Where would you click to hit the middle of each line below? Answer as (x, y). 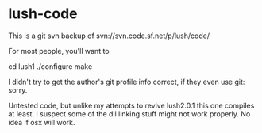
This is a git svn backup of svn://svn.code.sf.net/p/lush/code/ (109, 36)
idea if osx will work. (42, 122)
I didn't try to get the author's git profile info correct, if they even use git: (127, 82)
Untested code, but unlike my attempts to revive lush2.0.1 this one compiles (131, 105)
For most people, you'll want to (59, 51)
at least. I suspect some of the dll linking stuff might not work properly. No (129, 114)
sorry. (18, 90)
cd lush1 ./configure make (50, 66)
